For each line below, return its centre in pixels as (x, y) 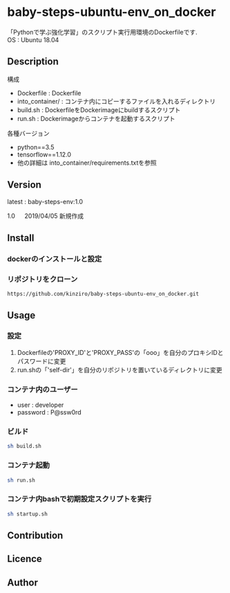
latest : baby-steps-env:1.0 (45, 201)
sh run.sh (21, 480)
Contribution (35, 536)
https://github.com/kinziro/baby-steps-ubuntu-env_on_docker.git (103, 294)
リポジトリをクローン (42, 279)
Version (24, 185)
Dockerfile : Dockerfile (49, 93)
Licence (25, 559)
